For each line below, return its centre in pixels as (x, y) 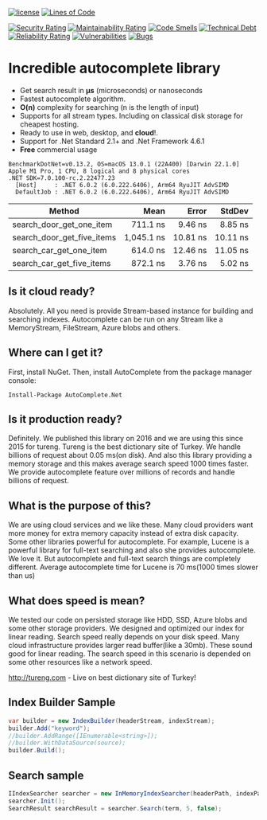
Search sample (46, 775)
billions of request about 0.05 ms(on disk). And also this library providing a (130, 455)
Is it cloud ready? (52, 292)
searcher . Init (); (37, 801)
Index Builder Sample (62, 703)
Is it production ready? (65, 419)
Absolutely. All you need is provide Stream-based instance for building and (131, 310)
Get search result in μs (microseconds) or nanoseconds (111, 90)
